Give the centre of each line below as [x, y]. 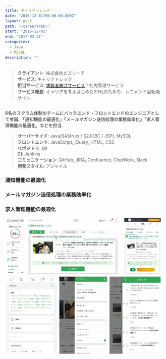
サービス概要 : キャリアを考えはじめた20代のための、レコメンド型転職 [88, 91]
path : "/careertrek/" [28, 26]
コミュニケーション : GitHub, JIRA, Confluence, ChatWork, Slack [82, 160]
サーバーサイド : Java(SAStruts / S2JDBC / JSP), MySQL [74, 136]
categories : [17, 42]
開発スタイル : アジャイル [42, 166]
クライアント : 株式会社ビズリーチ [51, 73]
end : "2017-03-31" [24, 37]
